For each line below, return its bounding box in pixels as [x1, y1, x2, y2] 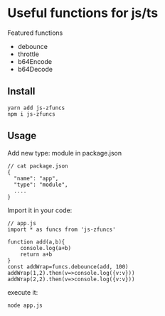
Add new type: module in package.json [7, 148, 122, 157]
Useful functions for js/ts [7, 5, 159, 21]
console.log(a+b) [20, 244, 72, 251]
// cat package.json [7, 162, 69, 170]
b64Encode [17, 57, 52, 65]
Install [7, 85, 36, 97]
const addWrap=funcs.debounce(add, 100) [7, 263, 129, 271]
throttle [17, 50, 39, 58]
